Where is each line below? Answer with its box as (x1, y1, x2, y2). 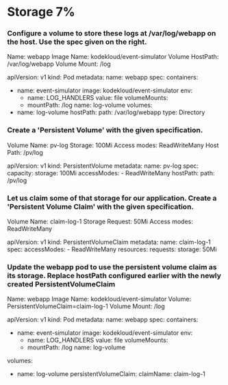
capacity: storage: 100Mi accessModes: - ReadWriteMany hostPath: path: (7, 169, 215, 177)
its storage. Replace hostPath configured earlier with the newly (7, 271, 221, 280)
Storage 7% (7, 4, 75, 20)
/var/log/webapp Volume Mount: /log (7, 60, 111, 69)
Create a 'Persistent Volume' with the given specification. (7, 125, 203, 135)
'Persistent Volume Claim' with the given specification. (7, 201, 194, 211)
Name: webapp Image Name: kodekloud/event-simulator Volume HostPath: (7, 53, 219, 61)
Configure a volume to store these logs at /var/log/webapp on (7, 29, 216, 38)
